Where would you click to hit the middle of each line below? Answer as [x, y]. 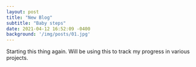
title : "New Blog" [29, 18]
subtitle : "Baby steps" [36, 23]
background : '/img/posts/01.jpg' [48, 34]
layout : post [23, 12]
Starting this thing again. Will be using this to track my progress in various [98, 51]
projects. [17, 58]
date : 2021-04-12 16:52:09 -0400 [48, 29]
